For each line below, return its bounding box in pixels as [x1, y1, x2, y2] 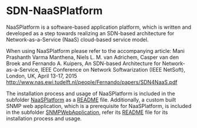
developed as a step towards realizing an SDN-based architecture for [6, 29, 175, 36]
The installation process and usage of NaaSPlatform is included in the [6, 90, 175, 97]
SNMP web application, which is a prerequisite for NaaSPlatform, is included [6, 102, 192, 109]
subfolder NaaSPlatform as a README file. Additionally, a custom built [6, 96, 176, 103]
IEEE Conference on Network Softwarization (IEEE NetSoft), [41, 66, 186, 73]
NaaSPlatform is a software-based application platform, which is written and [6, 23, 192, 31]
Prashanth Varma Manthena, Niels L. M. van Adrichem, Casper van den [6, 53, 179, 60]
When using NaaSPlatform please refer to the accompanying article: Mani [6, 47, 185, 54]
